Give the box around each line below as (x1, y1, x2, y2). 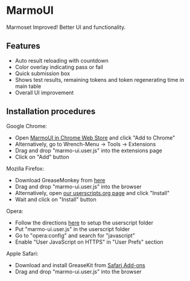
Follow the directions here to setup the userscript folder (14, 219, 154, 226)
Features (6, 41, 40, 51)
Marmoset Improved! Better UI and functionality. (6, 23, 126, 31)
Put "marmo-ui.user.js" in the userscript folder (14, 225, 130, 232)
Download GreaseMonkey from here (14, 176, 106, 184)
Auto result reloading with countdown (14, 57, 109, 64)
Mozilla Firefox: (6, 165, 44, 172)
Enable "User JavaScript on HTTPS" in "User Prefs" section (14, 238, 164, 245)
